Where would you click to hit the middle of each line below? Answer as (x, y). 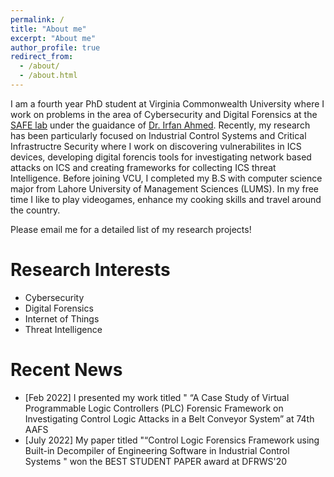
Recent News (66, 370)
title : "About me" (48, 29)
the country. (35, 210)
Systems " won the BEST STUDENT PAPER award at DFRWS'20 (156, 461)
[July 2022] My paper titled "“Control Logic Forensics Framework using (172, 440)
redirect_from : (42, 57)
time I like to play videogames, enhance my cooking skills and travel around (166, 199)
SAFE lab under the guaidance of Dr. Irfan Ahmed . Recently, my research (160, 125)
